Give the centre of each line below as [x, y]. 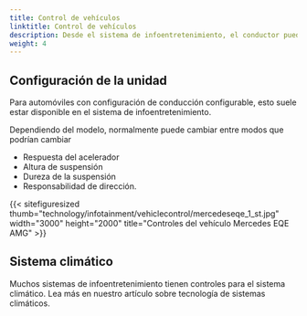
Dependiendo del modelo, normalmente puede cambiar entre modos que [147, 130]
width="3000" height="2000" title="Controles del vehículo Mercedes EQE [149, 224]
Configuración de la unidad [88, 80]
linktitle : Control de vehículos [73, 26]
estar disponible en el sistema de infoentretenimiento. [111, 112]
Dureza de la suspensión [69, 177]
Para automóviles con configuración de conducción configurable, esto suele [153, 102]
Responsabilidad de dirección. [79, 186]
